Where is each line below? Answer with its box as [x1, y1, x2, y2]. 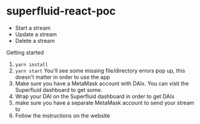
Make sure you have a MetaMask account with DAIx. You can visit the [15, 80, 189, 87]
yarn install [15, 62, 48, 68]
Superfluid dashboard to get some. [15, 86, 102, 93]
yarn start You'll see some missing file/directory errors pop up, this [15, 67, 185, 74]
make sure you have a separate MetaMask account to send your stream [15, 99, 195, 106]
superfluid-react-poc [6, 4, 116, 18]
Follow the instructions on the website [15, 112, 110, 119]
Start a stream [15, 24, 51, 31]
